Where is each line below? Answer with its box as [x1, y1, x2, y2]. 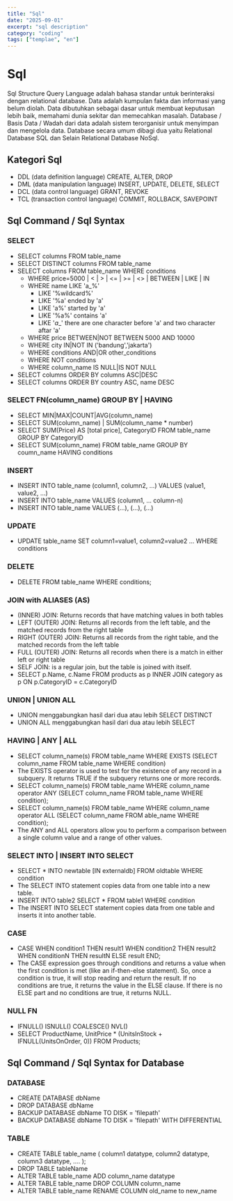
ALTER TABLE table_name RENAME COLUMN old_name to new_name [17, 1186, 217, 1195]
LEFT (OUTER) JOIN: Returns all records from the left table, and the [17, 618, 211, 627]
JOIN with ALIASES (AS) [7, 595, 90, 604]
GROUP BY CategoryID [17, 433, 83, 442]
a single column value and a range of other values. [17, 833, 163, 842]
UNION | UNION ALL [7, 695, 76, 705]
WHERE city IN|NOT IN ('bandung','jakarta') [27, 341, 152, 349]
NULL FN [7, 1006, 38, 1016]
